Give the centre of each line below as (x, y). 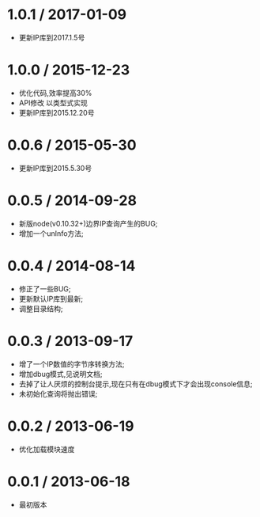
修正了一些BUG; (45, 289)
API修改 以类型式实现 (53, 103)
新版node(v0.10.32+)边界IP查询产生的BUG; (88, 223)
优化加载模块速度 (47, 449)
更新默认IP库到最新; (51, 298)
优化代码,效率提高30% (55, 93)
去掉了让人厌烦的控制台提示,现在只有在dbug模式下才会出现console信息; (136, 384)
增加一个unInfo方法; (51, 233)
